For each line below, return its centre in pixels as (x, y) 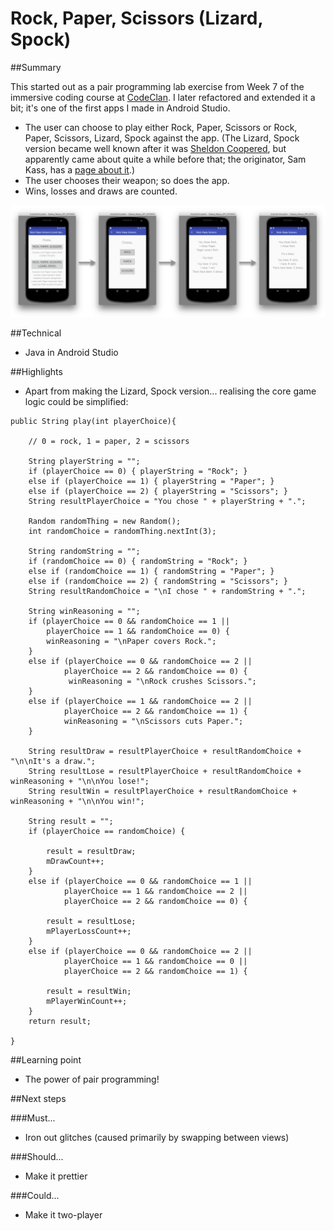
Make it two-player (63, 1215)
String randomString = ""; (84, 552)
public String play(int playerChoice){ (93, 422)
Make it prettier (56, 1176)
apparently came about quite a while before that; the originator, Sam (165, 159)
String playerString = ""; (84, 462)
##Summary (36, 67)
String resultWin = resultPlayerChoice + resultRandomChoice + (163, 792)
